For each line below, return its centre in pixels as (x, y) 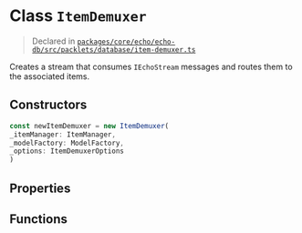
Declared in (53, 41)
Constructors (48, 105)
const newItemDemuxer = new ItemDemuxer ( (89, 126)
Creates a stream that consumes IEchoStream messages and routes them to (151, 66)
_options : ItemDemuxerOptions (67, 151)
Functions (39, 219)
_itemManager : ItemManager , (63, 134)
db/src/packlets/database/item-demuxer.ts (114, 50)
